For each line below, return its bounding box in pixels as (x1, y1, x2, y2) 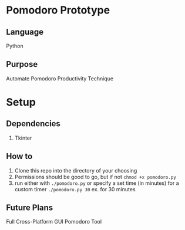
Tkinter (14, 134, 32, 141)
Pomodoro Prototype (6, 4, 110, 17)
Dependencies (6, 119, 60, 129)
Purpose (6, 59, 38, 69)
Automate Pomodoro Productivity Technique (6, 75, 113, 82)
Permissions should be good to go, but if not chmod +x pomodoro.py (14, 173, 176, 180)
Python (6, 42, 23, 49)
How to (6, 151, 33, 161)
